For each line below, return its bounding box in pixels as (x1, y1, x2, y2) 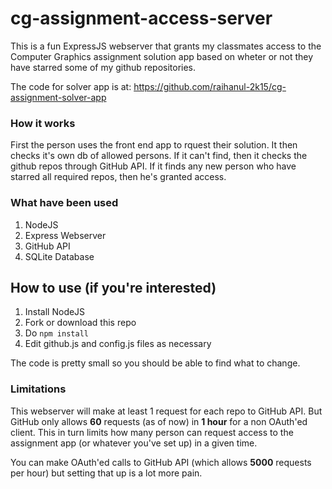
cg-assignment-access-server (10, 7, 273, 30)
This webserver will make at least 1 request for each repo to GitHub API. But (10, 405, 323, 417)
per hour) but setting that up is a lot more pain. (10, 467, 203, 479)
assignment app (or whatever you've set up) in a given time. (10, 437, 258, 449)
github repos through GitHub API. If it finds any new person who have (10, 160, 297, 172)
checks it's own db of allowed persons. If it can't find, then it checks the (10, 150, 308, 162)
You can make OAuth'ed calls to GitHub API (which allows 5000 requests (10, 456, 312, 468)
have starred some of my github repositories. (10, 61, 197, 73)
